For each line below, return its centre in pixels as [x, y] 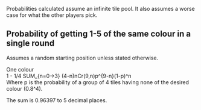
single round [30, 44]
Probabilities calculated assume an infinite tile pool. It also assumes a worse [101, 9]
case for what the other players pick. [52, 15]
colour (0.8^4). [24, 88]
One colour [20, 69]
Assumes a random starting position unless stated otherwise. [82, 58]
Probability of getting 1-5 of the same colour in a [99, 34]
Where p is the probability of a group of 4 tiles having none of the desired [97, 82]
